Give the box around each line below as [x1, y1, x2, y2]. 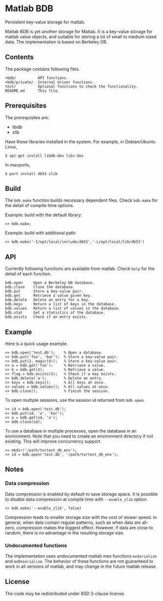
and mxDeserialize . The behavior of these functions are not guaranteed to [5, 558, 153, 564]
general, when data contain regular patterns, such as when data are [5, 519, 141, 525]
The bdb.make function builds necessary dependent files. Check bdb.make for [5, 197, 158, 203]
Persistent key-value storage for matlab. [5, 19, 86, 25]
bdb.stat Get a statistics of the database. [5, 311, 106, 315]
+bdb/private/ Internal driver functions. [5, 80, 95, 84]
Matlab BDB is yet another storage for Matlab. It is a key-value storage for [5, 28, 153, 34]
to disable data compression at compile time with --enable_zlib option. [5, 496, 148, 502]
